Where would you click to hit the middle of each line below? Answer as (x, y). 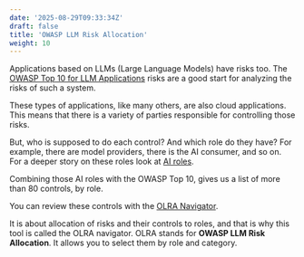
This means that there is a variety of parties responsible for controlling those (152, 115)
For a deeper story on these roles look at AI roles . (102, 162)
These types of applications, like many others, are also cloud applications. (148, 106)
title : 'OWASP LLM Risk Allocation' (78, 34)
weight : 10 (30, 43)
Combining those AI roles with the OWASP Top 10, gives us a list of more (145, 179)
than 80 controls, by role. (56, 189)
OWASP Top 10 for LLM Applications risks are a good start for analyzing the (151, 79)
